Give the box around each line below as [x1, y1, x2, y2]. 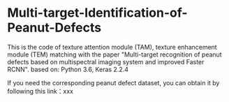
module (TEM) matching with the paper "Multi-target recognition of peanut [7, 50, 222, 59]
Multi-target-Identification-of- [7, 5, 188, 21]
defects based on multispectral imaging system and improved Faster [7, 57, 205, 66]
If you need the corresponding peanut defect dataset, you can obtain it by [7, 78, 220, 87]
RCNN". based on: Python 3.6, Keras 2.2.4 [7, 65, 129, 73]
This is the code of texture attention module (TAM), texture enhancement [7, 43, 218, 51]
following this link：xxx [7, 87, 73, 95]
